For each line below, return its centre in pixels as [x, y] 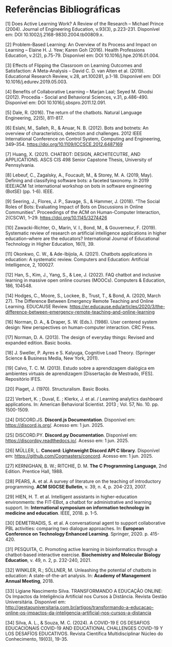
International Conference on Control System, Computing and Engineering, [83, 139]
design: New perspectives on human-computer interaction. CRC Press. [80, 327]
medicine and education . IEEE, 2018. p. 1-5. [52, 513]
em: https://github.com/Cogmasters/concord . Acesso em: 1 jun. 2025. [79, 456]
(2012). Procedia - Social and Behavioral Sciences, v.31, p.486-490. [77, 97]
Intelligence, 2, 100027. [30, 265]
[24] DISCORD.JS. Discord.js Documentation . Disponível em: [71, 420]
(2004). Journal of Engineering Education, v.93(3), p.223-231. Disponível [83, 29]
